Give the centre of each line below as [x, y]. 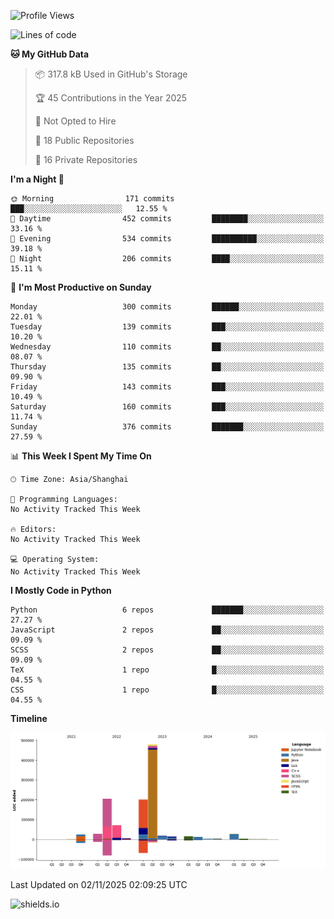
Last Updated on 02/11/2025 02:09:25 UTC [99, 885]
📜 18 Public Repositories [84, 140]
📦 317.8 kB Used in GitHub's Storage [111, 74]
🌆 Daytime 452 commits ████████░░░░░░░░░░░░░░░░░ [167, 219]
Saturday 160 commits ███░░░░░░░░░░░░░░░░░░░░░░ [167, 407]
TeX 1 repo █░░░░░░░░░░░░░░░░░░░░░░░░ [167, 670]
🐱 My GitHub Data [50, 54]
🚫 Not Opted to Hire [75, 121]
